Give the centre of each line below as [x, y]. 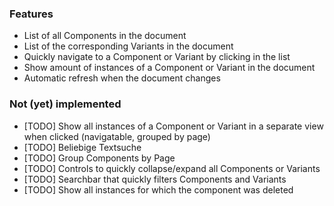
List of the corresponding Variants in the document [128, 46]
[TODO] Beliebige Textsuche [82, 147]
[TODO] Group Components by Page [99, 158]
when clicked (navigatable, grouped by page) [117, 136]
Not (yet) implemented [65, 104]
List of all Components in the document [105, 36]
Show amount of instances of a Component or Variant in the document [169, 68]
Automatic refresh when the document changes [122, 78]
